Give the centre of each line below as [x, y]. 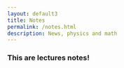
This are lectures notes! [48, 58]
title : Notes [26, 20]
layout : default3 [33, 14]
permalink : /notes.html [42, 27]
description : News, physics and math [62, 33]
